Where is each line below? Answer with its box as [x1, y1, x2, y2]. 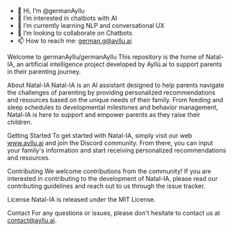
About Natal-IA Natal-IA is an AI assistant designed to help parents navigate [7, 81, 225, 89]
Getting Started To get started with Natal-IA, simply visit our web [7, 132, 193, 139]
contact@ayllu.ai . [7, 216, 57, 224]
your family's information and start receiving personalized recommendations [7, 146, 227, 154]
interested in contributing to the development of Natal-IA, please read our [7, 175, 218, 182]
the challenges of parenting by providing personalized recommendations [7, 88, 216, 97]
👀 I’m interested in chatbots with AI [17, 14, 118, 22]
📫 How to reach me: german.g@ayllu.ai [17, 37, 132, 45]
